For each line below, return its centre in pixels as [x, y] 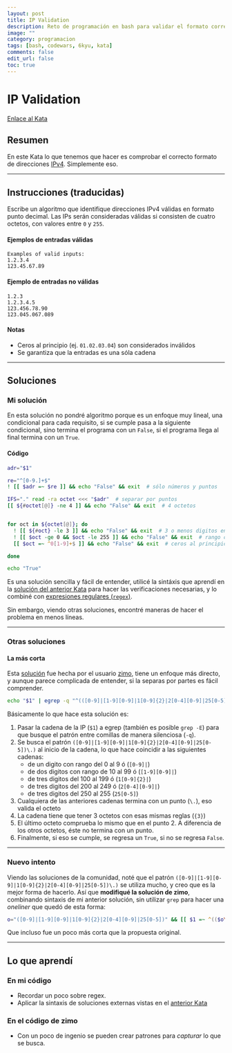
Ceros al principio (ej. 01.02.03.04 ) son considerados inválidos [106, 345]
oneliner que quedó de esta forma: [56, 906]
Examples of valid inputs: [46, 254]
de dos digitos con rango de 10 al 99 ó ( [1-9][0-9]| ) [102, 771]
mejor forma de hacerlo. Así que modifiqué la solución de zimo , [98, 892]
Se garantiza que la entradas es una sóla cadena [86, 352]
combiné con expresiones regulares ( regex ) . [70, 596]
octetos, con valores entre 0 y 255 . [56, 224]
